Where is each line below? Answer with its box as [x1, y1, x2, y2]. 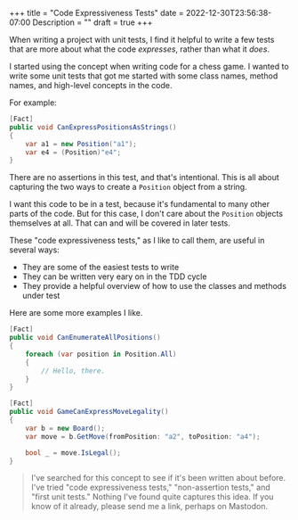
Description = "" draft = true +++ [32, 17, 153, 28]
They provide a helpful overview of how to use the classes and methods [21, 281, 287, 292]
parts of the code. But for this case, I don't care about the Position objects [9, 209, 283, 219]
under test [21, 290, 60, 301]
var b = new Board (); [25, 424, 105, 433]
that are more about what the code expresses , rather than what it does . [9, 44, 270, 54]
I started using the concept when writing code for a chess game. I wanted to [9, 62, 289, 71]
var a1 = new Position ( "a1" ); [25, 139, 138, 148]
